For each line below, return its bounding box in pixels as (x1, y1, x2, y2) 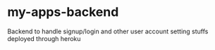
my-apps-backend (7, 4, 119, 20)
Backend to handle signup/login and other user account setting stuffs (7, 27, 209, 35)
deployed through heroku (7, 34, 81, 42)
